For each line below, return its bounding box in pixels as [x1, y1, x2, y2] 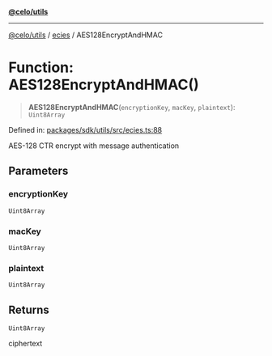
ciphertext [8, 339, 43, 349]
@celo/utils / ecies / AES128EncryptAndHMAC [8, 30, 164, 40]
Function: [8, 58, 74, 77]
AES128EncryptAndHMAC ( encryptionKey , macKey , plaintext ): [28, 102, 236, 112]
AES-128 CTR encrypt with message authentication [8, 141, 180, 150]
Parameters [8, 164, 69, 178]
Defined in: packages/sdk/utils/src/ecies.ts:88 [8, 125, 163, 134]
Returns [8, 303, 50, 316]
